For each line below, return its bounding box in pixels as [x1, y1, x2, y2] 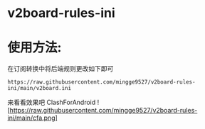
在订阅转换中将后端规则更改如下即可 [7, 64, 114, 73]
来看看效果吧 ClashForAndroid [7, 98, 96, 107]
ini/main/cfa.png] [7, 113, 58, 122]
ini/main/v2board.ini [7, 85, 72, 92]
